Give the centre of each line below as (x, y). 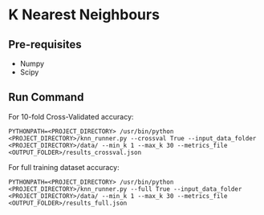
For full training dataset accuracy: (64, 167)
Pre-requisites (45, 45)
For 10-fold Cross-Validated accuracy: (71, 116)
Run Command (46, 97)
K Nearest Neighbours (84, 15)
